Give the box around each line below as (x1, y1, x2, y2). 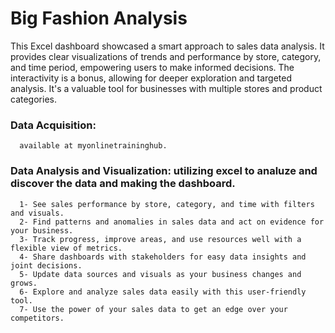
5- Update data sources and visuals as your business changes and (19, 269, 302, 279)
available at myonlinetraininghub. (19, 141, 168, 151)
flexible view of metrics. (10, 243, 123, 253)
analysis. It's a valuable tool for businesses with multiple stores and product (10, 82, 323, 94)
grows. (10, 278, 38, 288)
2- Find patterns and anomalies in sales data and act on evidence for (19, 217, 325, 227)
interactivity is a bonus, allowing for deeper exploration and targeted (10, 72, 292, 84)
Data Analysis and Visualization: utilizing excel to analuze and (10, 164, 318, 178)
